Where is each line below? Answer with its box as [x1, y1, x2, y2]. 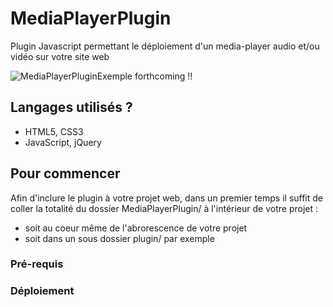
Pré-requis [10, 257, 64, 271]
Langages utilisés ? [10, 99, 133, 116]
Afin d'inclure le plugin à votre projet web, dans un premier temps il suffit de [10, 192, 324, 204]
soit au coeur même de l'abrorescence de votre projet [24, 222, 248, 234]
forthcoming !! [134, 70, 193, 82]
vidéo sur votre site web [10, 50, 110, 62]
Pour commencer [10, 165, 121, 182]
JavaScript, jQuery [24, 136, 102, 148]
